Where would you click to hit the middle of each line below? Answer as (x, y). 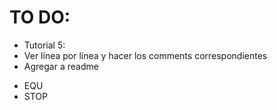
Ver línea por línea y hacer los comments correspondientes (145, 55)
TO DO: (40, 17)
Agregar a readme (61, 66)
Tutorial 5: (44, 45)
